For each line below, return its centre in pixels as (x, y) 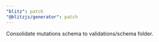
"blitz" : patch (25, 11)
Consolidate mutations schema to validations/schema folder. (80, 33)
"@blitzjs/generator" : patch (42, 17)
